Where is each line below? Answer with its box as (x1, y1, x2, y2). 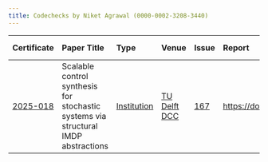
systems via (61, 110, 107, 121)
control (61, 70, 89, 81)
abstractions (61, 140, 109, 152)
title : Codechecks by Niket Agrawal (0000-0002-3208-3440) (8, 11, 209, 20)
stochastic (61, 101, 101, 112)
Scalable (61, 61, 94, 72)
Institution (116, 101, 154, 112)
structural (61, 121, 98, 132)
